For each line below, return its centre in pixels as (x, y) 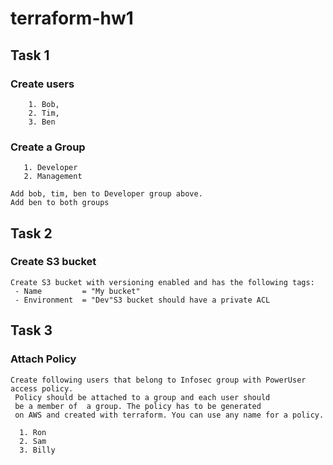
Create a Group (48, 147)
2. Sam (33, 441)
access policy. (42, 388)
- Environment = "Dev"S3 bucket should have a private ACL (142, 300)
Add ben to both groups (60, 203)
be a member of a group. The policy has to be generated (138, 406)
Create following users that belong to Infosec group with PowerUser (158, 380)
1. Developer (50, 168)
